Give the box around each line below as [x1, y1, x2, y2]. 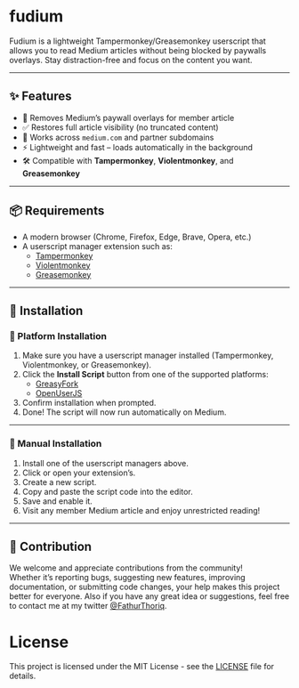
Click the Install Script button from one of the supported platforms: [21, 369, 269, 380]
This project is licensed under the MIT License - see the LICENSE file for [9, 661, 274, 672]
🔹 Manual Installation [9, 438, 102, 450]
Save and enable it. [21, 496, 93, 506]
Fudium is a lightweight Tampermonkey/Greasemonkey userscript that [9, 36, 267, 46]
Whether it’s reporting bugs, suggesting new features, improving [9, 572, 246, 583]
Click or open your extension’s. [21, 467, 136, 478]
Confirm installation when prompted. [21, 398, 157, 409]
